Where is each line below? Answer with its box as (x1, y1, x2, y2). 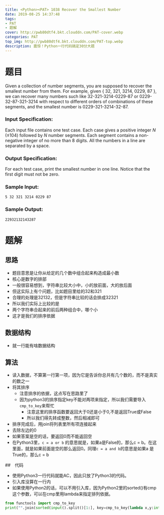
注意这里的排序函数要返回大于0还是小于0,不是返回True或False (26, 409, 152, 415)
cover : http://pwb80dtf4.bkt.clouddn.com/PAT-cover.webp (5, 30, 123, 35)
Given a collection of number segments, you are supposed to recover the (5, 83, 152, 89)
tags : (5, 16, 16, 21)
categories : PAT (5, 35, 38, 40)
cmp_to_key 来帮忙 (19, 403, 55, 409)
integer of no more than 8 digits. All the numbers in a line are (23, 137, 145, 143)
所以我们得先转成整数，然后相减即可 (26, 415, 100, 421)
